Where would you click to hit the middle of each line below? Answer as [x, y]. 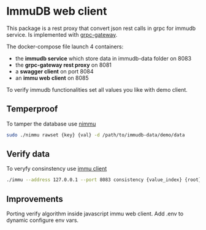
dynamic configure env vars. [42, 220]
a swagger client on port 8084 [54, 71]
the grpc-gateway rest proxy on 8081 [63, 65]
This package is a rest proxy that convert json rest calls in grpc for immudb [101, 28]
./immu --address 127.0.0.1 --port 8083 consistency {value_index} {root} [104, 180]
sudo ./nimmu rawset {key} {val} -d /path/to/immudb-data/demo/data [96, 135]
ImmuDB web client [57, 11]
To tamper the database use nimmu [51, 124]
